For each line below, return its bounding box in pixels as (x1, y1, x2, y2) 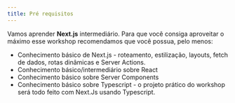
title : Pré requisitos (7, 10, 74, 18)
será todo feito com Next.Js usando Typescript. (17, 88, 156, 96)
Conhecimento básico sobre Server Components (17, 73, 159, 81)
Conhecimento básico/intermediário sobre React (17, 65, 158, 74)
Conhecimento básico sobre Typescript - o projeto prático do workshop (17, 80, 226, 88)
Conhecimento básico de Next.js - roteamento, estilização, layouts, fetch (17, 50, 228, 59)
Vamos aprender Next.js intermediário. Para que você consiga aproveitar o (7, 29, 224, 38)
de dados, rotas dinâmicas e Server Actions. (17, 57, 146, 67)
